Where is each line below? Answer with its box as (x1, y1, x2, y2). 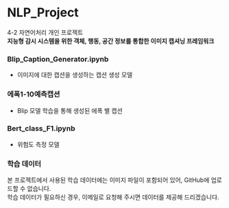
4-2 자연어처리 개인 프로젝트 (7, 28, 84, 36)
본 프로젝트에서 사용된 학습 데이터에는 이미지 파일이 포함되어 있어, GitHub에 (7, 176, 210, 184)
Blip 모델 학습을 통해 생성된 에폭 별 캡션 (16, 106, 123, 114)
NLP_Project (7, 5, 79, 21)
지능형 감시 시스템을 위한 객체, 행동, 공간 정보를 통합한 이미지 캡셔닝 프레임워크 (7, 36, 215, 45)
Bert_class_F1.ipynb (7, 124, 75, 133)
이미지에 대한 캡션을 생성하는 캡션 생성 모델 (16, 70, 133, 79)
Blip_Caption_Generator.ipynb (7, 54, 109, 64)
